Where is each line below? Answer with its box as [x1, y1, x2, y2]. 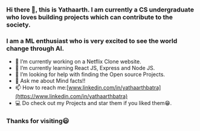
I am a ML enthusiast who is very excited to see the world [6, 36, 178, 45]
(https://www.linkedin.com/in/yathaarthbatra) [15, 93, 128, 100]
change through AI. [6, 44, 65, 53]
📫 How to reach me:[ [15, 84, 69, 91]
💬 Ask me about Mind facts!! [15, 77, 86, 85]
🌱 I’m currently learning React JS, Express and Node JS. [15, 65, 155, 72]
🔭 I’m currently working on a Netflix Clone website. [15, 58, 141, 65]
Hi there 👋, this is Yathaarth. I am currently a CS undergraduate [6, 5, 195, 14]
